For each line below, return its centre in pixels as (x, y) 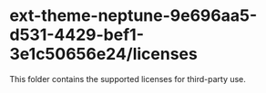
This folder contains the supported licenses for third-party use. (128, 79)
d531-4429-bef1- (77, 35)
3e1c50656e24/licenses (103, 54)
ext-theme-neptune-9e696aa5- (133, 16)
